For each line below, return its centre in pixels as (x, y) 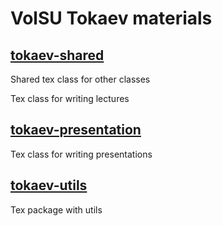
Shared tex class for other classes (80, 79)
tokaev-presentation (76, 130)
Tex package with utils (56, 209)
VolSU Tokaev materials (111, 18)
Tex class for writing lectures (70, 98)
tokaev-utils (49, 185)
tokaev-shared (57, 55)
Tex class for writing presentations (81, 154)
